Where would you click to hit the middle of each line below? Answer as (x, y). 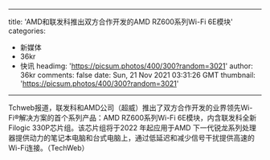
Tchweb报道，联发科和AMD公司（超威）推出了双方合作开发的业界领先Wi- (131, 108)
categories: (27, 31)
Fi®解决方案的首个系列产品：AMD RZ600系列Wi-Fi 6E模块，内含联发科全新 (133, 118)
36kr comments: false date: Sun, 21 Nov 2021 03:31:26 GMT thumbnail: (137, 75)
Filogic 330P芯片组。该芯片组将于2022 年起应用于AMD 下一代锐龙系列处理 (133, 128)
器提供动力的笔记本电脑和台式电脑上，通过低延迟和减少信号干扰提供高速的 (131, 138)
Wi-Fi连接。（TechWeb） (49, 148)
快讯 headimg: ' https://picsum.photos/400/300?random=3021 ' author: (136, 66)
